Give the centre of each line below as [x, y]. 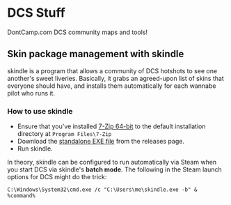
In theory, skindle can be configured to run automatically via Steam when [112, 162]
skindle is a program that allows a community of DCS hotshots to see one [112, 70]
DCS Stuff [37, 13]
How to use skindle [40, 111]
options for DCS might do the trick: [57, 177]
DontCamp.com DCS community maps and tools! [78, 32]
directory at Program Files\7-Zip [64, 134]
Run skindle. [35, 149]
